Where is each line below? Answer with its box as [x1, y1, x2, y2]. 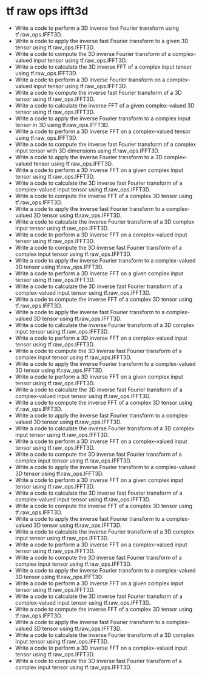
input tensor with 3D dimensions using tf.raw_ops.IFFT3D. [15, 147, 160, 154]
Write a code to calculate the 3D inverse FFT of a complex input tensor [15, 63, 192, 70]
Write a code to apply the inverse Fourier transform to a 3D [15, 153, 163, 160]
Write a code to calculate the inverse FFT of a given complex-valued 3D [15, 101, 195, 109]
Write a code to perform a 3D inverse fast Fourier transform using [15, 24, 180, 32]
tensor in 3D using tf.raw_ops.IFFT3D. [15, 121, 110, 128]
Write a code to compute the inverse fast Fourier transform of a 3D [15, 89, 182, 96]
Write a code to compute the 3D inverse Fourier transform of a [15, 50, 171, 57]
